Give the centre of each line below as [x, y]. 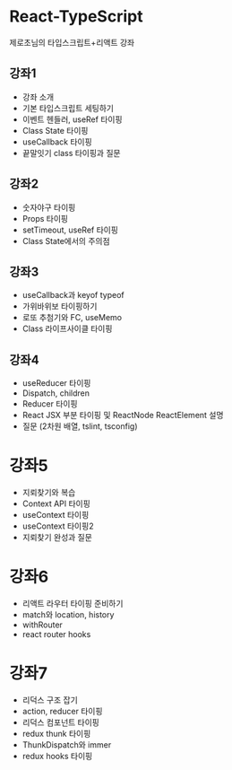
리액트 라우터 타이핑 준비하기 [73, 604]
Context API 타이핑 [56, 503]
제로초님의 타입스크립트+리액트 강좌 [72, 42]
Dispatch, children [56, 393]
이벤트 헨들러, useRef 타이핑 [72, 119]
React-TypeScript [76, 17]
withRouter [42, 625]
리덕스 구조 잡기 [50, 700]
